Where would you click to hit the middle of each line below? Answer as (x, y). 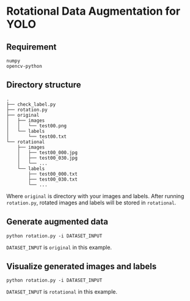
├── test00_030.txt (53, 179)
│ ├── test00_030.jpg (48, 158)
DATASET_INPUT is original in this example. (59, 247)
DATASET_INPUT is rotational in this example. (62, 292)
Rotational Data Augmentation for (93, 11)
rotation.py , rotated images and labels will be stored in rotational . (91, 203)
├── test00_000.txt (53, 174)
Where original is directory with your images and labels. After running (95, 196)
